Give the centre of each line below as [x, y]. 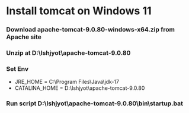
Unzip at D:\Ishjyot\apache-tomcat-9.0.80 [68, 53]
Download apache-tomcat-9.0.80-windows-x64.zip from [90, 30]
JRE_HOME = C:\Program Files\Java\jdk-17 [67, 82]
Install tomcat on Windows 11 [79, 11]
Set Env [17, 68]
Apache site [24, 37]
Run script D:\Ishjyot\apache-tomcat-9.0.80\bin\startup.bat [95, 103]
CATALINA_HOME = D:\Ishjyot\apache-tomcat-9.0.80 [80, 88]
